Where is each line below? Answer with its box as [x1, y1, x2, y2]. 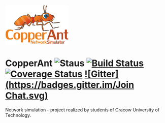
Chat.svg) [5, 90, 48, 102]
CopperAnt [5, 57, 53, 69]
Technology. [5, 112, 31, 118]
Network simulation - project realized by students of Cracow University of [5, 107, 160, 113]
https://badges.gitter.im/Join [8, 79, 135, 91]
